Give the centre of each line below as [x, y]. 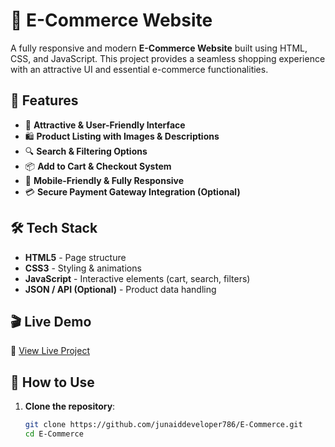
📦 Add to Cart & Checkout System [98, 166]
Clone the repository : [70, 406]
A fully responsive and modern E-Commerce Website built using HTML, [159, 48]
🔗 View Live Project [50, 351]
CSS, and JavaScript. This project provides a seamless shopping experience [168, 58]
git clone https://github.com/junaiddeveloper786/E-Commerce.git [163, 425]
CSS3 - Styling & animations [83, 268]
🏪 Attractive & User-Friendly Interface [105, 125]
